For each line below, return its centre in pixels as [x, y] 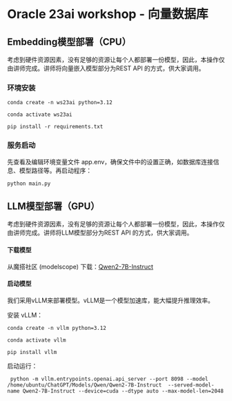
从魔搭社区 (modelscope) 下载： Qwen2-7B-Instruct [80, 266]
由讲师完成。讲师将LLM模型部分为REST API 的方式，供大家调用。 [100, 233]
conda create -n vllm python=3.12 [57, 328]
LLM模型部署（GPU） [54, 206]
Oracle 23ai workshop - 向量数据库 [108, 14]
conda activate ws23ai [40, 115]
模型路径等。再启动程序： [55, 170]
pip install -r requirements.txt [55, 127]
